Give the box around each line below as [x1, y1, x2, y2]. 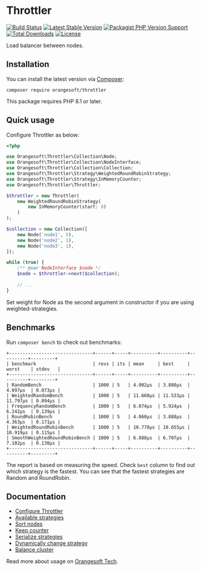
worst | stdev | [6, 366, 61, 372]
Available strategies [14, 514, 65, 521]
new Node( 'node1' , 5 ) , [17, 231, 74, 237]
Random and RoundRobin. [6, 474, 71, 481]
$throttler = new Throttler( [6, 193, 80, 199]
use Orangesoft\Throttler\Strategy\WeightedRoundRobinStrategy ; [6, 170, 171, 177]
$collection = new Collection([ [6, 226, 88, 233]
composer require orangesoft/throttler [6, 87, 107, 93]
